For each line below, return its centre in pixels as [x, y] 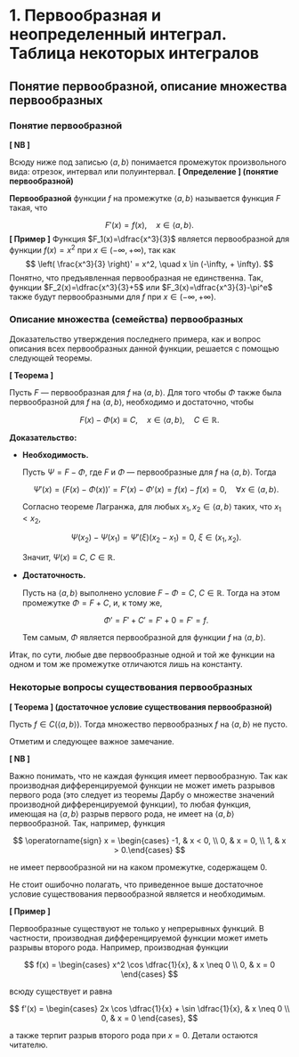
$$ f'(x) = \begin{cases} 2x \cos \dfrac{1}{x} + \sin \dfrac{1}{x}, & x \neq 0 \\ [149, 1008]
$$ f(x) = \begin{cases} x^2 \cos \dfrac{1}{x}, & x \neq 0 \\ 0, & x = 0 [149, 964]
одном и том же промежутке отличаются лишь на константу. [126, 664]
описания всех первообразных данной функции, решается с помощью [144, 348]
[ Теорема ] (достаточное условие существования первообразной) [141, 707]
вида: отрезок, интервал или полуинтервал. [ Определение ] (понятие [144, 171]
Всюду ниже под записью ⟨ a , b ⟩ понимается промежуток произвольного [148, 162]
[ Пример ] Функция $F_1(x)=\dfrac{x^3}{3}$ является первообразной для [149, 239]
